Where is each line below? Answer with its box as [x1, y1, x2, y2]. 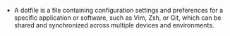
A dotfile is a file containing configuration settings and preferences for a [13, 6, 224, 14]
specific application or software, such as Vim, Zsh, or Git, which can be [13, 13, 222, 22]
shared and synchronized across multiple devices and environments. [13, 21, 214, 29]
